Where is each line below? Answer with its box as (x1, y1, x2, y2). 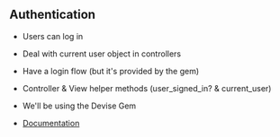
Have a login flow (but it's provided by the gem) (22, 65, 200, 76)
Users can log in (22, 30, 84, 41)
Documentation (22, 117, 80, 128)
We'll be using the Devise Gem (22, 100, 137, 111)
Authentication (9, 7, 96, 22)
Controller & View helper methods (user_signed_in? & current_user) (22, 82, 272, 93)
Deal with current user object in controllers (22, 48, 182, 59)
